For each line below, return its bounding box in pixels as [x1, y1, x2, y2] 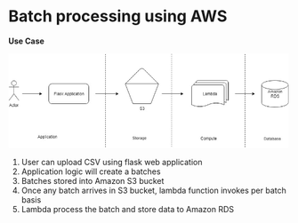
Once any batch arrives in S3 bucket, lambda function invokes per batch [20, 185, 286, 195]
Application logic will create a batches [20, 166, 161, 177]
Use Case [8, 36, 45, 46]
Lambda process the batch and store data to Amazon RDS [20, 203, 235, 214]
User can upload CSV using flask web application [20, 156, 203, 167]
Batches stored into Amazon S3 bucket [20, 175, 165, 186]
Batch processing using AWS [8, 6, 228, 27]
